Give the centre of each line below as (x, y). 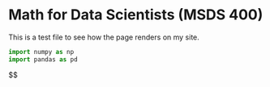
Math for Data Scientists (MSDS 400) (136, 15)
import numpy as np (41, 52)
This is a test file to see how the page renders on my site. (104, 37)
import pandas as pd (43, 59)
